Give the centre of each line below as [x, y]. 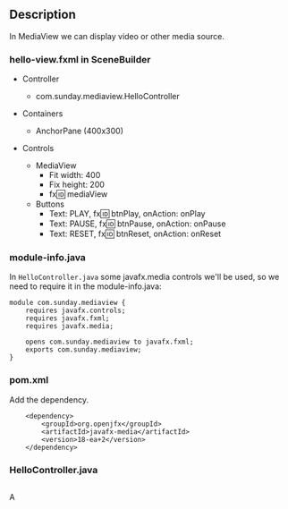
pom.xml [29, 380]
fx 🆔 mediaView [78, 194]
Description [42, 15]
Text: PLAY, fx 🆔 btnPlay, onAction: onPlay [127, 214]
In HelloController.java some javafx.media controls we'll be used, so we [144, 277]
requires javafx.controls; [76, 311]
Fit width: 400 [75, 175]
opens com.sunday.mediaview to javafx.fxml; [110, 342]
